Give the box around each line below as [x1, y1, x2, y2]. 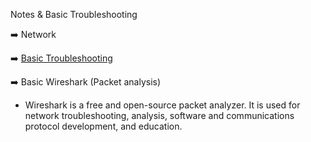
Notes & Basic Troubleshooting [10, 9, 138, 20]
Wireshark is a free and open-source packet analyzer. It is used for [24, 99, 301, 111]
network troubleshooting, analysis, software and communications [24, 110, 295, 121]
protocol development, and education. [24, 120, 183, 132]
